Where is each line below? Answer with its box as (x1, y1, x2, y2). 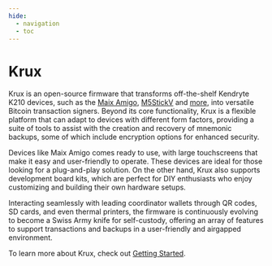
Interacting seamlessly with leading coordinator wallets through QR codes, (8, 198, 257, 208)
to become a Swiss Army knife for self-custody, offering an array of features (8, 216, 264, 225)
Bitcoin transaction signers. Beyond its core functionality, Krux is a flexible (8, 107, 257, 116)
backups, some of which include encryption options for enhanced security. (8, 132, 260, 142)
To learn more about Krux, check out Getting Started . (8, 249, 186, 259)
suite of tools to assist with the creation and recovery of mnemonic (8, 124, 232, 133)
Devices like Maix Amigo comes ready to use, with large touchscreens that (8, 148, 258, 158)
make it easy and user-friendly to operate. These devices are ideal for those (8, 156, 263, 167)
